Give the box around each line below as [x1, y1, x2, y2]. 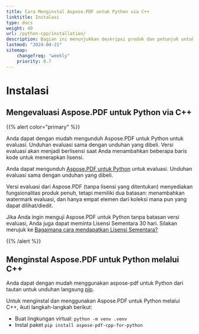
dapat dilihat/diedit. [6, 202, 53, 209]
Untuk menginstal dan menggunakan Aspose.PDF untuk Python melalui [6, 297, 181, 304]
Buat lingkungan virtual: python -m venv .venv [14, 315, 127, 322]
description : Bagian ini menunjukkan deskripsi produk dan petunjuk [6, 36, 179, 42]
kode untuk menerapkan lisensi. [6, 154, 84, 161]
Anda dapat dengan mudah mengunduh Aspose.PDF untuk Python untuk [6, 135, 184, 142]
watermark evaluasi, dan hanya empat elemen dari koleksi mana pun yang [6, 195, 187, 202]
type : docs [6, 20, 33, 26]
